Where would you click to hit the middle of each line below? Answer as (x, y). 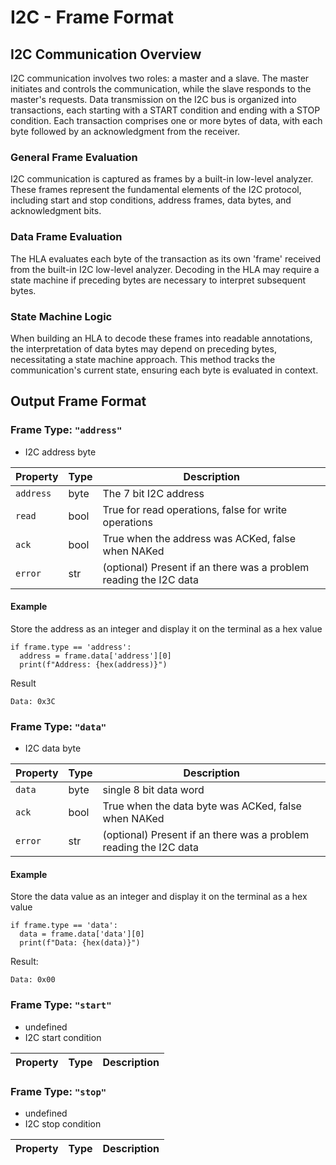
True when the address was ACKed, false (199, 538)
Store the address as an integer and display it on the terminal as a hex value (166, 628)
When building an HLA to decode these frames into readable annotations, (161, 338)
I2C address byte (60, 452)
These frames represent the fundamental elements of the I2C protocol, (156, 190)
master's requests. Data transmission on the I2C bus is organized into (153, 99)
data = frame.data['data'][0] (82, 934)
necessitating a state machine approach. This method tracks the (143, 359)
